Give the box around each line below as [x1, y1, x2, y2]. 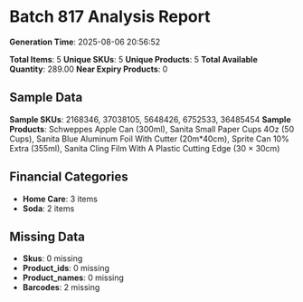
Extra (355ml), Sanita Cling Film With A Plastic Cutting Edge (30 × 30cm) [9, 142, 280, 153]
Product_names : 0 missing [22, 272, 125, 283]
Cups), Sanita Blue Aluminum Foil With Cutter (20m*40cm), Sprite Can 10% [9, 133, 289, 144]
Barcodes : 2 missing [22, 282, 100, 293]
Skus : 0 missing [22, 253, 83, 264]
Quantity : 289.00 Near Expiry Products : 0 [9, 63, 168, 74]
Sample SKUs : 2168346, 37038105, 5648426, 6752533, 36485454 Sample [9, 113, 291, 124]
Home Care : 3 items [22, 193, 98, 204]
